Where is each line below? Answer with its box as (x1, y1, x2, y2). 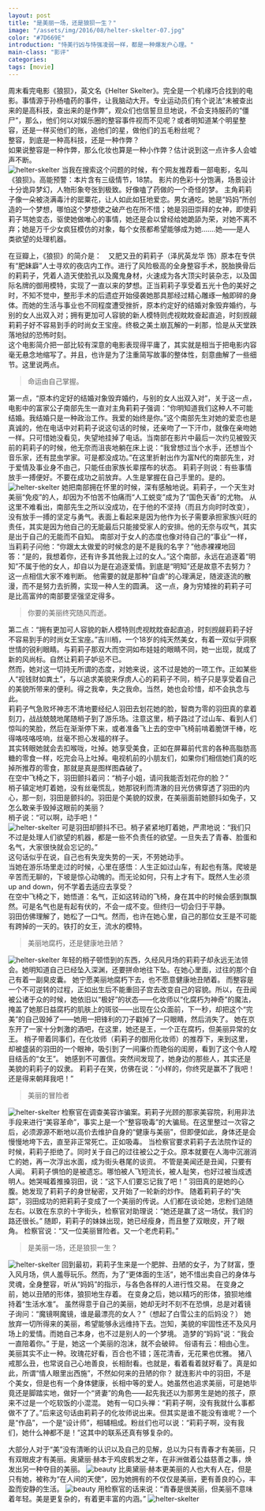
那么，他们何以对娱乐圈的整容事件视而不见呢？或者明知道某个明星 (24, 116, 240, 125)
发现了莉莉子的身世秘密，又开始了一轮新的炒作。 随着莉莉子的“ (28, 1186, 235, 1195)
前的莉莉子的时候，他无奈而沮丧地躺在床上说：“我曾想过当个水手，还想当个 (8, 442, 254, 452)
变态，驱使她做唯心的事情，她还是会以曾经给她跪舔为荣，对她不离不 (35, 214, 257, 224)
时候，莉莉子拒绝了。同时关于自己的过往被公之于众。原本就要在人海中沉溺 (8, 1146, 250, 1156)
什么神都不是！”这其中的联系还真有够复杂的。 (28, 1427, 177, 1437)
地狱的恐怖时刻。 (14, 330, 71, 339)
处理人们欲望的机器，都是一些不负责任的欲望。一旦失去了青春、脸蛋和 (28, 832, 257, 842)
